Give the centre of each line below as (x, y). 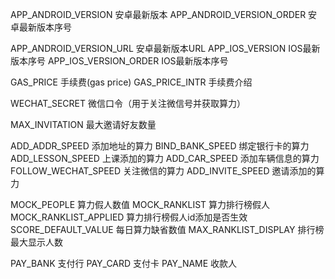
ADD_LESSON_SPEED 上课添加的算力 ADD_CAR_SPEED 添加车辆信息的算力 (165, 158)
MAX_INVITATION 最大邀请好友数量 (83, 124)
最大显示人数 (36, 242)
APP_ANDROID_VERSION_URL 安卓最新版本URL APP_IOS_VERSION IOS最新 (165, 48)
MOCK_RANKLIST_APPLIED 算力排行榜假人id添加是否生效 (129, 217)
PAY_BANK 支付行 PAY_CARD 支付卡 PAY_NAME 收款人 (124, 263)
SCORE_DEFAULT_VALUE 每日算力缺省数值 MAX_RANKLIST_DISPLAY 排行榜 (167, 229)
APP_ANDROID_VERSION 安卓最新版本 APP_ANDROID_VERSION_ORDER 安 (164, 14)
